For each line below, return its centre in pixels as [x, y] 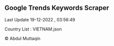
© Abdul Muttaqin [23, 38]
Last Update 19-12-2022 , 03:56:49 [40, 19]
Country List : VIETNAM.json [33, 29]
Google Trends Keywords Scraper [57, 8]
